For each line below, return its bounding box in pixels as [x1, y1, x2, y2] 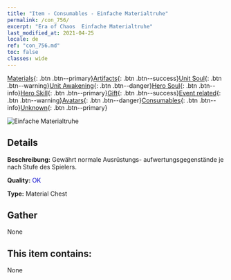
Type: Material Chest [7, 189, 68, 198]
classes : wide [7, 55, 48, 62]
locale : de [7, 36, 39, 43]
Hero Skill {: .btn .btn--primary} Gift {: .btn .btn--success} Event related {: [20, 88, 221, 97]
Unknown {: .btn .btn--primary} [20, 103, 108, 111]
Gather [7, 209, 38, 221]
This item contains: [7, 248, 92, 259]
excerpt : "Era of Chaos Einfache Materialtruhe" [7, 23, 154, 30]
